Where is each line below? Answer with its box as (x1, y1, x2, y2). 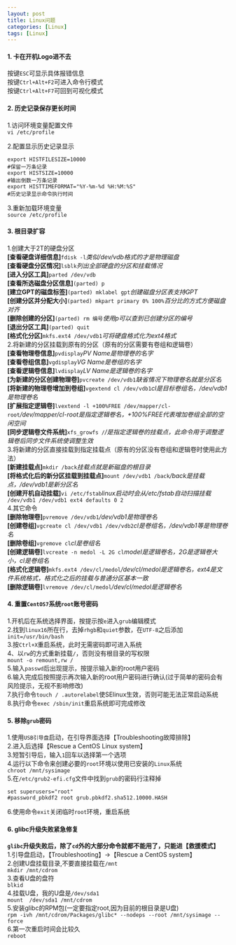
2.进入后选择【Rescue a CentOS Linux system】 (7, 742, 146, 750)
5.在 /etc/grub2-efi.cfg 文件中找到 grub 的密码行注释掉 (7, 774, 162, 783)
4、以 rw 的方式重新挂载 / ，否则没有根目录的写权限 (7, 649, 150, 658)
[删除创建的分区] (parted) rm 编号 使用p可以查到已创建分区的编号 (7, 314, 193, 322)
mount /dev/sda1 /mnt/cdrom (7, 897, 92, 904)
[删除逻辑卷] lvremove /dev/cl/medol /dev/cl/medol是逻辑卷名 (7, 582, 182, 591)
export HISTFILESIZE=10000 (7, 155, 86, 163)
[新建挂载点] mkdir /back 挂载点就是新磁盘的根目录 (7, 463, 151, 471)
